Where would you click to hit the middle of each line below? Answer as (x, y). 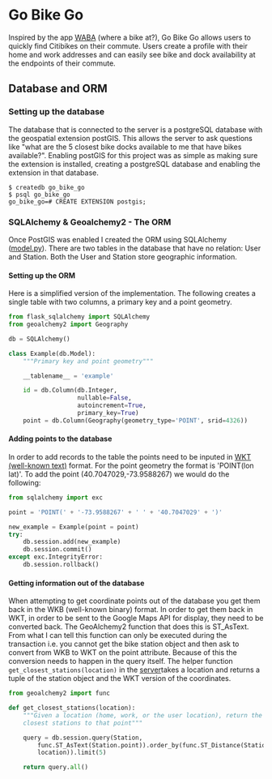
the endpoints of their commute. (62, 63)
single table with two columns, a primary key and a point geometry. (120, 302)
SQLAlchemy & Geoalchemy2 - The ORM (90, 222)
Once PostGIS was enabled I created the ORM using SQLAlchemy (118, 239)
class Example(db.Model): (52, 353)
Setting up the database (57, 112)
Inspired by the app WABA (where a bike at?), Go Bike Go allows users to (130, 37)
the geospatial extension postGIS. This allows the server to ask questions (130, 138)
